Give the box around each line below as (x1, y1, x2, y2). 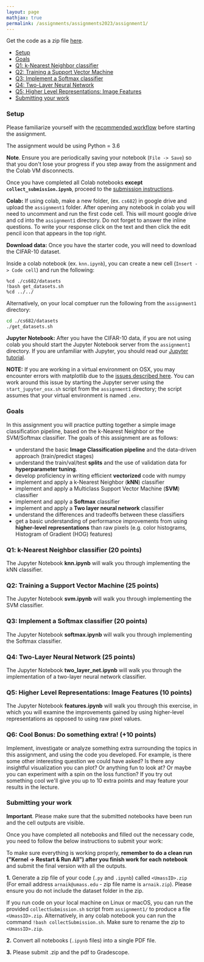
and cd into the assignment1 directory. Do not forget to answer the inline (6, 216, 186, 224)
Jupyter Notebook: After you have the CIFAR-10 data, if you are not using (6, 335, 192, 342)
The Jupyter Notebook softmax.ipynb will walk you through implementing (6, 631, 192, 638)
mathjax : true (6, 15, 43, 21)
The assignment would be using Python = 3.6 (6, 142, 121, 149)
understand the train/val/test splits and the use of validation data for (15, 459, 187, 466)
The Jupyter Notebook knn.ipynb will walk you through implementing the (6, 560, 191, 567)
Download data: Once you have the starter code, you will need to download (6, 241, 197, 248)
